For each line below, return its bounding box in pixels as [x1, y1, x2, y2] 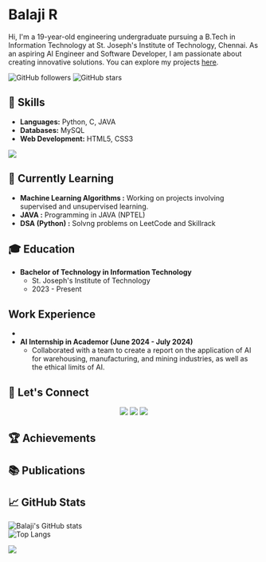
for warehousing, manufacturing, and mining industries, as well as [31, 354, 248, 364]
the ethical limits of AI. [31, 362, 105, 372]
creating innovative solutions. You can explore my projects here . [8, 57, 219, 67]
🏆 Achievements [8, 431, 96, 445]
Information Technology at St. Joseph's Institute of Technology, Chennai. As [8, 40, 259, 49]
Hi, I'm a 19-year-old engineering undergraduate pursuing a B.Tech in [8, 32, 237, 41]
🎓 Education [8, 242, 76, 256]
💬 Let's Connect [8, 385, 89, 399]
